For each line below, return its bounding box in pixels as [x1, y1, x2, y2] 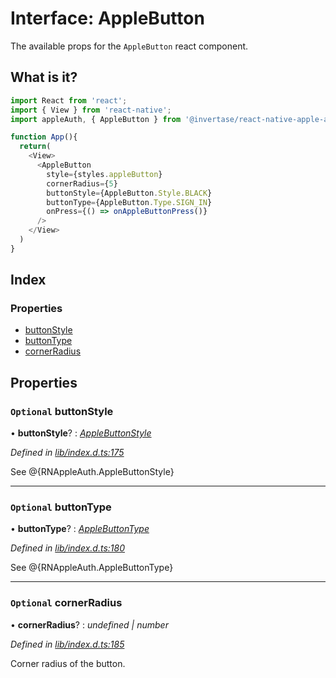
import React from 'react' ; [10, 95, 128, 106]
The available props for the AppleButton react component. [10, 40, 249, 52]
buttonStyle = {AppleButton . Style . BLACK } [46, 188, 213, 198]
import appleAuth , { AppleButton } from [10, 114, 182, 124]
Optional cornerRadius [10, 596, 123, 610]
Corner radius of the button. [10, 657, 126, 669]
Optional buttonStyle [10, 404, 114, 418]
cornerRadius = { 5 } [46, 178, 118, 189]
